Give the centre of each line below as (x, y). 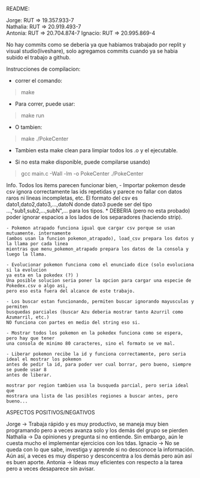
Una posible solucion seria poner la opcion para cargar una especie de (99, 281)
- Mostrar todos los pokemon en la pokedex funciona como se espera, (95, 333)
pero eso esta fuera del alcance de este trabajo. (71, 291)
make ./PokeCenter (45, 139)
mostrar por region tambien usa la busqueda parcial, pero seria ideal (97, 386)
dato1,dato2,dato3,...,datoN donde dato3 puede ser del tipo (79, 204)
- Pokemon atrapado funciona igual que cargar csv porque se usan (91, 228)
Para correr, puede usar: (45, 104)
